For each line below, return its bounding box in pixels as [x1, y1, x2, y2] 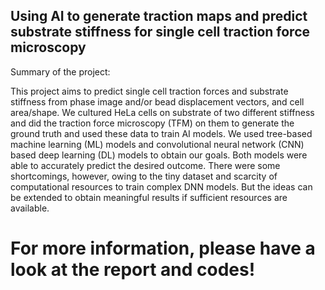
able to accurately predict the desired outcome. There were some [10, 159, 281, 171]
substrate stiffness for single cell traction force [10, 24, 311, 41]
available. [10, 202, 50, 214]
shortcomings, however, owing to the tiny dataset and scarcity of [10, 170, 278, 182]
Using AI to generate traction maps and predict [10, 8, 308, 25]
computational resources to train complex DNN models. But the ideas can [10, 180, 313, 193]
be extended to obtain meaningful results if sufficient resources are [10, 191, 288, 203]
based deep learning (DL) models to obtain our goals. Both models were [10, 149, 308, 161]
